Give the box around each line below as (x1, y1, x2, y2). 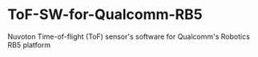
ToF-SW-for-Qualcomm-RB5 (7, 6, 203, 24)
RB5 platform (7, 40, 51, 49)
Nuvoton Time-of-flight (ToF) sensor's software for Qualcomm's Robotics (7, 32, 250, 41)
